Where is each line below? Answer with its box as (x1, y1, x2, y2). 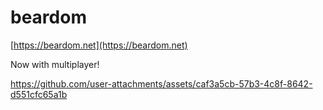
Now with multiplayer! (10, 58, 100, 70)
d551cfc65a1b (10, 88, 68, 100)
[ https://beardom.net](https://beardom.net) (10, 39, 188, 51)
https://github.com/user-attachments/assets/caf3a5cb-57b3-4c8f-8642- (10, 77, 313, 90)
